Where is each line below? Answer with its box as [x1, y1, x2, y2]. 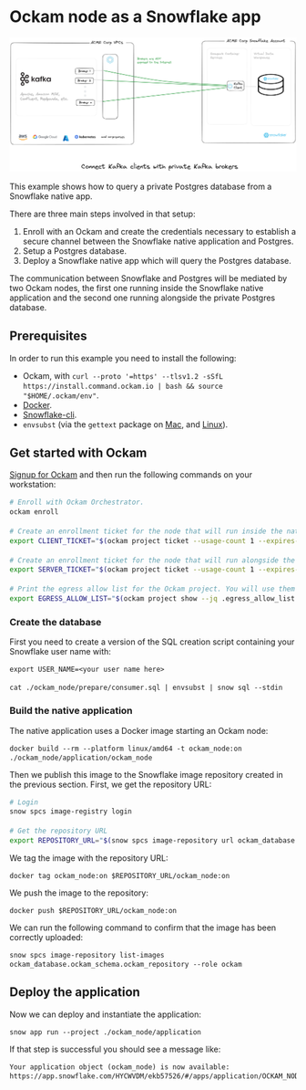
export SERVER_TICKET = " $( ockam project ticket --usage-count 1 [9, 565, 255, 574]
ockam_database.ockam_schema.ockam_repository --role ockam [9, 959, 243, 969]
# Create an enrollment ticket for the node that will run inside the [9, 527, 283, 536]
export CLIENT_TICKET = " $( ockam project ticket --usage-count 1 [9, 536, 255, 545]
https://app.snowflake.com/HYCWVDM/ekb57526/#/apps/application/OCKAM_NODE [9, 1071, 303, 1081]
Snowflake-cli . [22, 409, 77, 420]
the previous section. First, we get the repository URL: [9, 779, 212, 790]
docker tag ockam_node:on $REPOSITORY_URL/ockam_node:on [9, 871, 230, 880]
